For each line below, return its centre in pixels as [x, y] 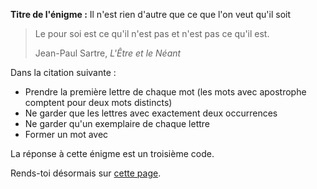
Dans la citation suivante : [63, 72]
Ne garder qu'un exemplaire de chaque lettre [117, 123]
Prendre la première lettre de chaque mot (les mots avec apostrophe [165, 92]
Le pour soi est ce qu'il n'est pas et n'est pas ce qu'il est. [152, 33]
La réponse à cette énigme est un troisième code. [112, 153]
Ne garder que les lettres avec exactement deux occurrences [151, 113]
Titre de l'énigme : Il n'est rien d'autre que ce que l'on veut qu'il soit [151, 14]
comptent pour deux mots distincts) [98, 102]
